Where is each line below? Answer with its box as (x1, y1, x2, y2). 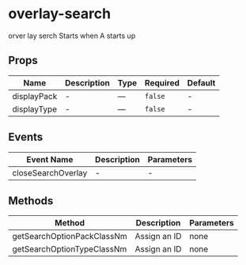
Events (8, 131, 44, 144)
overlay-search (8, 5, 112, 23)
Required (145, 77, 180, 88)
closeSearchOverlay (12, 167, 88, 178)
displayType (12, 104, 58, 115)
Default (187, 77, 216, 88)
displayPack (12, 90, 58, 101)
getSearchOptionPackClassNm (12, 231, 128, 242)
